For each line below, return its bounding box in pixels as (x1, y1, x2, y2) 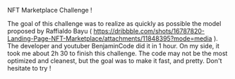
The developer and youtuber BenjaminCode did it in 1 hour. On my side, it (7, 42, 220, 50)
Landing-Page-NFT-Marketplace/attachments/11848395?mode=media (7, 34, 212, 43)
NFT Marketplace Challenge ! (7, 6, 93, 14)
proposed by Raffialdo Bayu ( (7, 27, 92, 35)
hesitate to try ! (7, 64, 52, 72)
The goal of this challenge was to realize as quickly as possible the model (7, 20, 222, 27)
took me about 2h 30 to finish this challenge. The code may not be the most (7, 49, 228, 57)
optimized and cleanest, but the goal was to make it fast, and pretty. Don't (7, 57, 222, 65)
